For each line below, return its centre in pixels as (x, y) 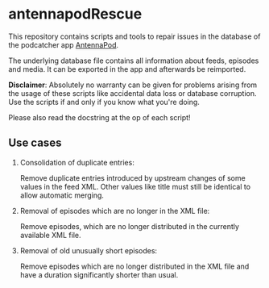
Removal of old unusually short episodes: (89, 250)
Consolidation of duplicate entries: (77, 162)
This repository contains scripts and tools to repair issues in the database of (134, 36)
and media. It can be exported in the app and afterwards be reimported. (127, 69)
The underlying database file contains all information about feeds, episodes (134, 61)
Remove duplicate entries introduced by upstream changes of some (132, 177)
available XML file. (51, 235)
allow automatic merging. (62, 195)
